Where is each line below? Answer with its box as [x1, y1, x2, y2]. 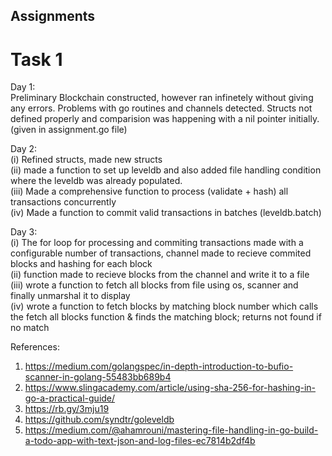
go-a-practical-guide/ [24, 392, 116, 404]
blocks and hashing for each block [10, 258, 153, 270]
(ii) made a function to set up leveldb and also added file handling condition [10, 164, 322, 176]
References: [10, 341, 60, 353]
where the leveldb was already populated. [10, 175, 183, 187]
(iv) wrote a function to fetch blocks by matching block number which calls [10, 300, 319, 313]
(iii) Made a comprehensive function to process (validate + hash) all [10, 185, 289, 198]
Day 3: [10, 226, 38, 238]
